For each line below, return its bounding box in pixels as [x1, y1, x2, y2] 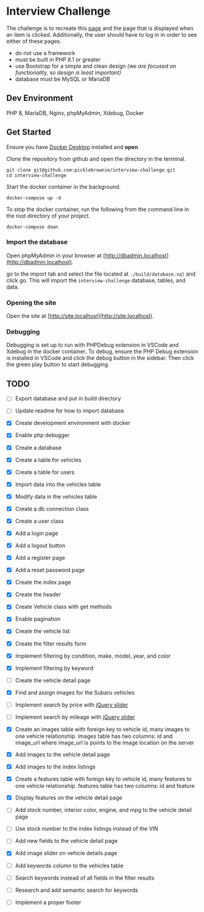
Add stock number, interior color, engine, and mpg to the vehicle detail [15, 806, 192, 814]
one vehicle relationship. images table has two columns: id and [15, 732, 173, 740]
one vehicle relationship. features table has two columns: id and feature [15, 782, 195, 790]
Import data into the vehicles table [15, 480, 101, 488]
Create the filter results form [15, 640, 86, 647]
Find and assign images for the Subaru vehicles [15, 689, 135, 696]
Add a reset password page [15, 567, 85, 574]
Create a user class [15, 517, 64, 524]
